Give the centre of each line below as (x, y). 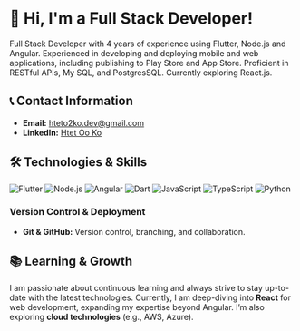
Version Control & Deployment (77, 212)
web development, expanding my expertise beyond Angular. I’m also (137, 307)
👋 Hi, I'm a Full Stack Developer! (131, 19)
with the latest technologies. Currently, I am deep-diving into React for (160, 297)
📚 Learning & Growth (71, 262)
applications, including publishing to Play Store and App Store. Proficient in (149, 63)
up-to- (277, 287)
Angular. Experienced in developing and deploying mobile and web (134, 53)
